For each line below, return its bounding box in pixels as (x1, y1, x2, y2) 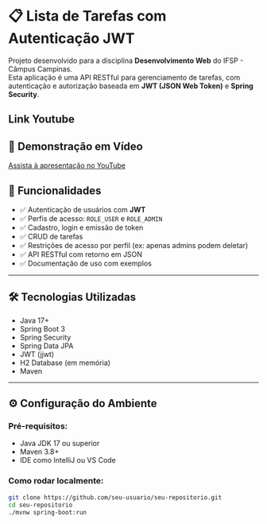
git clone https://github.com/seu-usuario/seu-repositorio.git (8, 493, 222, 502)
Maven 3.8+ (19, 447, 60, 456)
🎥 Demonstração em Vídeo (8, 139, 143, 153)
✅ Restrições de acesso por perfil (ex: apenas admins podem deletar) (19, 240, 249, 250)
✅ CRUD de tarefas (19, 231, 83, 241)
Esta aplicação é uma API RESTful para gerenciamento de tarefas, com (8, 72, 241, 82)
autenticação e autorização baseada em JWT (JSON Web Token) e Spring (8, 81, 254, 91)
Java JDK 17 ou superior (19, 439, 100, 448)
